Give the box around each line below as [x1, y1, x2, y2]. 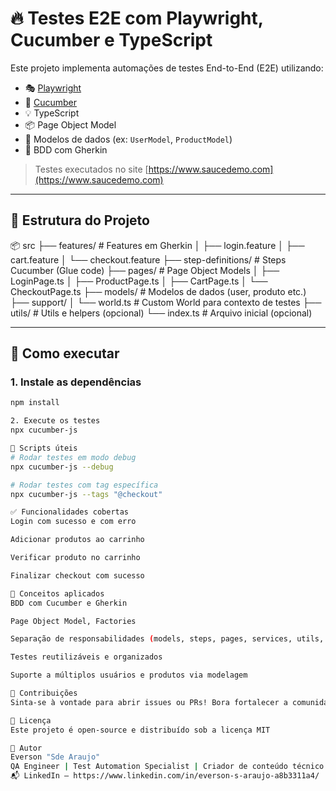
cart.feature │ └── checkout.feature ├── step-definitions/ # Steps [10, 253, 287, 266]
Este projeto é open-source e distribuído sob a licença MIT [10, 725, 271, 735]
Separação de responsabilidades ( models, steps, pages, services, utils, [10, 634, 325, 644]
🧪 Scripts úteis [10, 443, 78, 454]
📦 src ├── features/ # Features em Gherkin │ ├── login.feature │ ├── [10, 239, 305, 251]
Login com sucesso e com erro [10, 517, 137, 527]
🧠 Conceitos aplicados [10, 588, 105, 599]
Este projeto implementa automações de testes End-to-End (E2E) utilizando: [10, 62, 324, 74]
